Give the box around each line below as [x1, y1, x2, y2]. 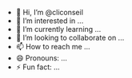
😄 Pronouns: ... [15, 53, 68, 63]
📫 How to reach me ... [15, 42, 90, 51]
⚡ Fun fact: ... [15, 62, 60, 72]
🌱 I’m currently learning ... [15, 25, 102, 33]
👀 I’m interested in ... [15, 16, 84, 25]
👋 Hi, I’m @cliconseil [15, 8, 84, 17]
